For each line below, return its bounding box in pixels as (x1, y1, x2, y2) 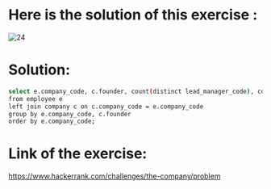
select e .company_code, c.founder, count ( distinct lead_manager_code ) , (8, 87, 254, 95)
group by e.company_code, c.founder (8, 110, 131, 118)
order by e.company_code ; (8, 117, 95, 126)
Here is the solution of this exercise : (8, 6, 258, 24)
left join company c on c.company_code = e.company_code (8, 103, 204, 111)
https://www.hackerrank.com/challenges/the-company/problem (8, 171, 221, 181)
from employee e (8, 94, 63, 103)
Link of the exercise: (8, 145, 148, 163)
